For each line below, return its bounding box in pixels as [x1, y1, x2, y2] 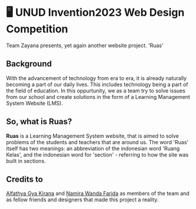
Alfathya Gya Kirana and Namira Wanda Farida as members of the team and [6, 190, 190, 197]
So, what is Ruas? [6, 117, 72, 127]
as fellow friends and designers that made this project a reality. [6, 196, 159, 203]
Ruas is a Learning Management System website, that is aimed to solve [6, 132, 180, 140]
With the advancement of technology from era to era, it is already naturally [6, 74, 187, 81]
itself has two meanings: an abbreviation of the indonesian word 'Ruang [6, 145, 180, 152]
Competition [6, 22, 69, 36]
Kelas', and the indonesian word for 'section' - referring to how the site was [6, 151, 189, 158]
